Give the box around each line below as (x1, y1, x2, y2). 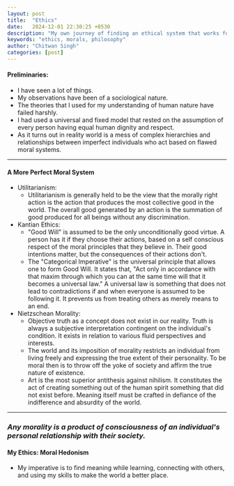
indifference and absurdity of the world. (27, 398, 142, 407)
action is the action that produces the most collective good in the (27, 198, 214, 206)
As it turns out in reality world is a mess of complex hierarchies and (17, 130, 211, 139)
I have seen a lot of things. (17, 86, 94, 95)
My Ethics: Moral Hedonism (7, 448, 89, 457)
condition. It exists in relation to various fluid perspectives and (27, 332, 206, 340)
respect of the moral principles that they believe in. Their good (27, 243, 208, 251)
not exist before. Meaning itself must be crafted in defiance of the (27, 391, 217, 400)
